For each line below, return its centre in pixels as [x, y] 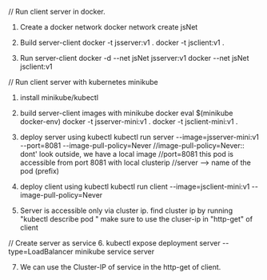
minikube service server [114, 252]
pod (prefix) [40, 171]
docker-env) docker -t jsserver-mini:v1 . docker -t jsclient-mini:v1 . [129, 122]
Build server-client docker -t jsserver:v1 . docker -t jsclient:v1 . [122, 42]
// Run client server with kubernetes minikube [83, 82]
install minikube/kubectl [59, 98]
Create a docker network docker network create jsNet [109, 27]
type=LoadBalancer [41, 252]
